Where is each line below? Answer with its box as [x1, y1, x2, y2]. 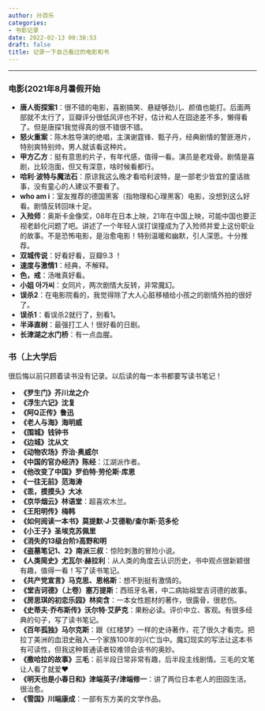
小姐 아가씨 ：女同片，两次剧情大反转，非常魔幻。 [19, 280, 179, 290]
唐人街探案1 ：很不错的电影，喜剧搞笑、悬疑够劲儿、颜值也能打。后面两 [19, 103, 251, 112]
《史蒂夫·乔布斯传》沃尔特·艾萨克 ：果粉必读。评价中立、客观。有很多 [19, 605, 246, 615]
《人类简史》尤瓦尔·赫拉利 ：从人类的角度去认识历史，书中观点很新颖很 [19, 555, 251, 565]
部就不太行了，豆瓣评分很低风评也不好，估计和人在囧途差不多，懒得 [19, 112, 241, 122]
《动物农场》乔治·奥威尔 [19, 447, 99, 457]
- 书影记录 [8, 26, 39, 34]
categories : [8, 19, 47, 27]
